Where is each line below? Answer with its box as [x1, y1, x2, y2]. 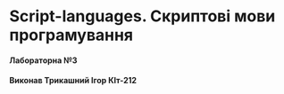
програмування [9, 25, 134, 45]
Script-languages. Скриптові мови [9, 6, 276, 27]
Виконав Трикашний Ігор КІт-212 [9, 75, 137, 86]
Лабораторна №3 [9, 55, 78, 66]
